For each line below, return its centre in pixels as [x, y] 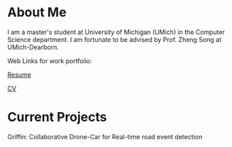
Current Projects [57, 117]
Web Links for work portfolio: [50, 60]
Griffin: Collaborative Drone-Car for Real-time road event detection [105, 136]
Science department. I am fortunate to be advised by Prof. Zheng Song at [115, 39]
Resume [20, 75]
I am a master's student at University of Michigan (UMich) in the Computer [116, 32]
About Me [37, 12]
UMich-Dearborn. [33, 47]
